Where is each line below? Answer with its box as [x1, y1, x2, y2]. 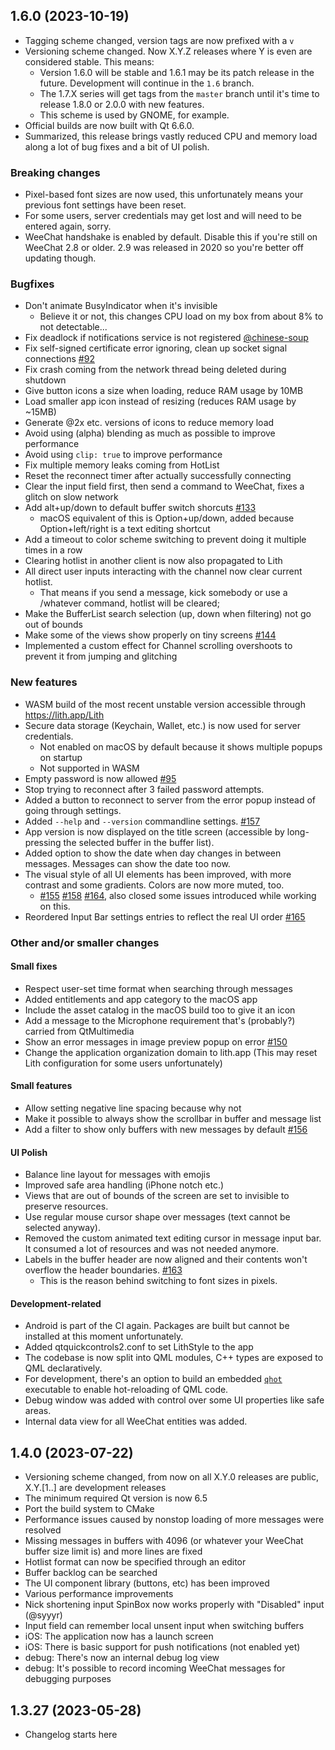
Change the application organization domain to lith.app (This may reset [24, 1046, 318, 1058]
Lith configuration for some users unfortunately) [24, 1057, 223, 1069]
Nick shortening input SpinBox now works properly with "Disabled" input [24, 1599, 325, 1611]
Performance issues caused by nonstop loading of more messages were [24, 1514, 325, 1526]
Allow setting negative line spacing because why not [24, 1102, 242, 1114]
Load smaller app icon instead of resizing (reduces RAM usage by [24, 395, 297, 408]
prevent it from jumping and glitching [24, 650, 178, 663]
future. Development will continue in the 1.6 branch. [39, 77, 255, 89]
